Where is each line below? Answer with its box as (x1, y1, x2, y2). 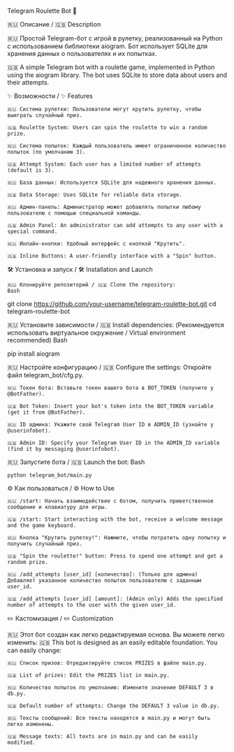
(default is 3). (7, 167, 54, 174)
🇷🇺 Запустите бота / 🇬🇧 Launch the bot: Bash (7, 458, 145, 466)
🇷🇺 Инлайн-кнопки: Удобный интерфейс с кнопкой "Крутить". (7, 240, 186, 247)
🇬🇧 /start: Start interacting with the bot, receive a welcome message (7, 516, 224, 523)
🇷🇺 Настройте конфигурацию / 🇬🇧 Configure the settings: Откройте (7, 363, 212, 371)
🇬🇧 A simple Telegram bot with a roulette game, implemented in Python (7, 63, 215, 71)
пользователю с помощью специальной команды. (7, 210, 142, 217)
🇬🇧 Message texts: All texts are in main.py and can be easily (7, 733, 198, 740)
